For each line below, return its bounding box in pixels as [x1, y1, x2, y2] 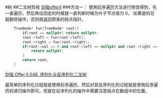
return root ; [22, 58, 49, 63]
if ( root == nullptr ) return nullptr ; [22, 31, 98, 35]
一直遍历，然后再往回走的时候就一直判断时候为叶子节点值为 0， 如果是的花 [5, 10, 155, 16]
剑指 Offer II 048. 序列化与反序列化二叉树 [5, 71, 87, 77]
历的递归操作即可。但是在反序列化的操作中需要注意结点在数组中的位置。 [5, 88, 149, 94]
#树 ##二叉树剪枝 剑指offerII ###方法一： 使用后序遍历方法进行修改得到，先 [5, 4, 157, 10]
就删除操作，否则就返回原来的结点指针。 [5, 16, 86, 22]
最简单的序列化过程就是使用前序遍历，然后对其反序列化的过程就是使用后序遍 [5, 82, 158, 87]
